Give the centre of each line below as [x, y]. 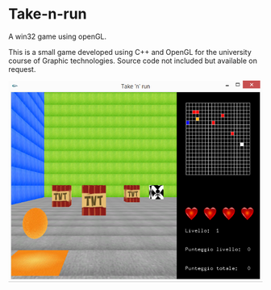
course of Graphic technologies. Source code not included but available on [133, 61]
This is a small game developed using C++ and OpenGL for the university [130, 52]
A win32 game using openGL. [58, 36]
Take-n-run [48, 14]
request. [22, 69]
